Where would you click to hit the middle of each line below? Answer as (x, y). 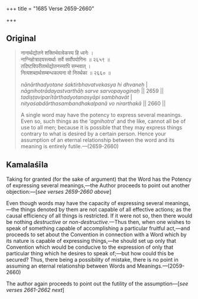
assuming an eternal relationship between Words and (71, 266)
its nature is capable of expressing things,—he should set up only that (91, 240)
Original (21, 39)
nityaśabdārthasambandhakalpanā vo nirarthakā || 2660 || (93, 103)
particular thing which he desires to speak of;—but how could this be (90, 253)
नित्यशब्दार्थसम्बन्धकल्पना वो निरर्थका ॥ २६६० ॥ (66, 73)
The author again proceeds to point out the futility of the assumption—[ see (97, 284)
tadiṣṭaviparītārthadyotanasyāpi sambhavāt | (76, 97)
